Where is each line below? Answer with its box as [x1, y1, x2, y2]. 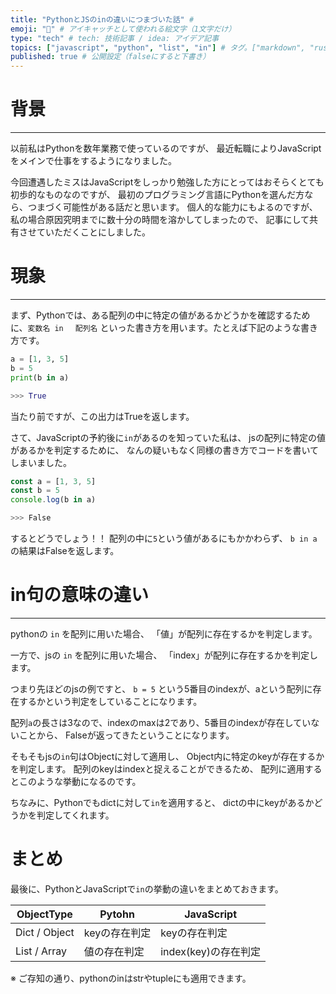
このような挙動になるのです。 [18, 775, 142, 787]
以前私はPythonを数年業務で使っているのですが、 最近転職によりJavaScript [10, 142, 322, 155]
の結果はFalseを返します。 [10, 545, 120, 556]
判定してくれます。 [36, 809, 115, 821]
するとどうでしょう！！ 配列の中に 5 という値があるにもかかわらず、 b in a [10, 532, 318, 544]
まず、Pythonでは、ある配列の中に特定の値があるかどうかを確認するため [10, 309, 311, 321]
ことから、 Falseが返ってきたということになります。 [18, 729, 235, 741]
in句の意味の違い [10, 584, 150, 606]
